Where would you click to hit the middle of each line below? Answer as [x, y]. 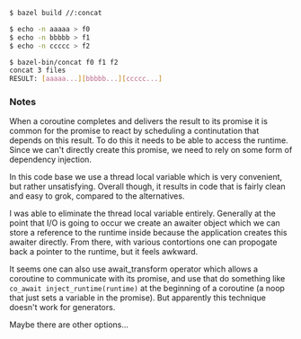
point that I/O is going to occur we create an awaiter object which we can [145, 223]
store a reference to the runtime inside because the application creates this [148, 233]
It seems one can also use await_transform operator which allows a [134, 269]
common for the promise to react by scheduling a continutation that [134, 131]
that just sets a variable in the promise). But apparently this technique [138, 298]
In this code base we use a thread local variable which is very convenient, [146, 177]
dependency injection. [51, 160]
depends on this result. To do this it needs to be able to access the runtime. [149, 140]
